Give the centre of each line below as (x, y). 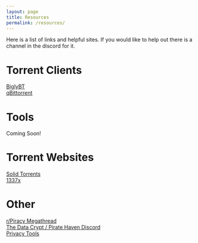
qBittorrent (19, 93)
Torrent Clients (44, 70)
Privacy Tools (23, 233)
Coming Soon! (24, 133)
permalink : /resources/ (36, 23)
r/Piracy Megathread (31, 221)
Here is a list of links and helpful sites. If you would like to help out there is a (99, 40)
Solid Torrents (23, 174)
